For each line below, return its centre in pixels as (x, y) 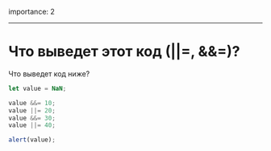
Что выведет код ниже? (49, 73)
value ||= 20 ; (32, 110)
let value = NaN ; (38, 88)
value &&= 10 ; (32, 103)
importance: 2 (31, 12)
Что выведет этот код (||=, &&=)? (124, 52)
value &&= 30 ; (32, 118)
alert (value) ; (32, 140)
